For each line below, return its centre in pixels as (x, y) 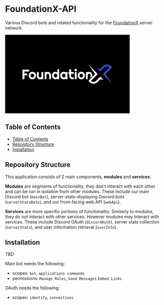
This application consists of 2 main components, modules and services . (78, 177)
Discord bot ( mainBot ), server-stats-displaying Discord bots (65, 196)
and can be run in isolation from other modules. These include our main (77, 191)
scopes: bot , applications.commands (48, 273)
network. (14, 28)
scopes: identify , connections (43, 298)
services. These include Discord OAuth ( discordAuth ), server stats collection (82, 222)
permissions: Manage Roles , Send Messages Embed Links (67, 278)
